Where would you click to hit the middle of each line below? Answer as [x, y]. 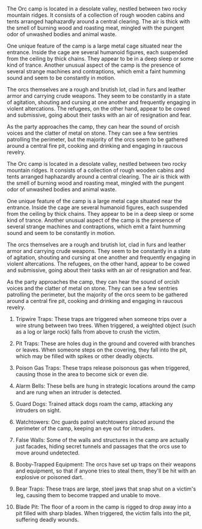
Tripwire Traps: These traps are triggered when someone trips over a [101, 319]
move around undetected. [47, 453]
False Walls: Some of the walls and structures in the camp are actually [102, 440]
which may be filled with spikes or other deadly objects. [84, 356]
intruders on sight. [38, 410]
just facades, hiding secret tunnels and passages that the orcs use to [101, 446]
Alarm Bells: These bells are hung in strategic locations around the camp [106, 386]
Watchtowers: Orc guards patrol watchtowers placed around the [95, 422]
